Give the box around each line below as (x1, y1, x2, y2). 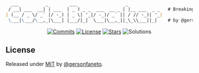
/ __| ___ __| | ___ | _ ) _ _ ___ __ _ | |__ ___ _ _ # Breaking (8, 6, 195, 12)
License (5, 45, 36, 55)
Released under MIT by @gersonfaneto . (5, 61, 103, 68)
